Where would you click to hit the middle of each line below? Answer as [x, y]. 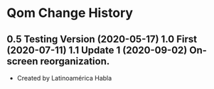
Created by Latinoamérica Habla [64, 78]
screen [22, 61]
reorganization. [75, 61]
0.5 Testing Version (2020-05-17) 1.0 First [102, 39]
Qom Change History [70, 13]
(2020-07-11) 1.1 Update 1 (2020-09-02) [97, 50]
